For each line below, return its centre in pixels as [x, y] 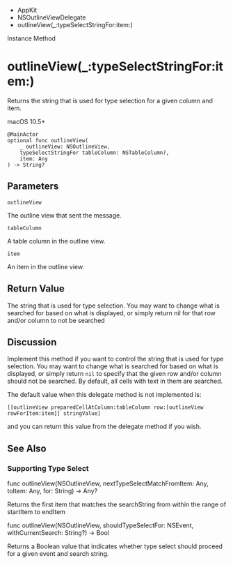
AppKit [27, 10]
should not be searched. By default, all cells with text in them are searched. [115, 381]
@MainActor [23, 134]
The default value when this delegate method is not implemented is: [104, 395]
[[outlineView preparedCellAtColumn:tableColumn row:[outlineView [105, 407]
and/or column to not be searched [56, 320]
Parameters [33, 187]
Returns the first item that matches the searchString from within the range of [117, 504]
